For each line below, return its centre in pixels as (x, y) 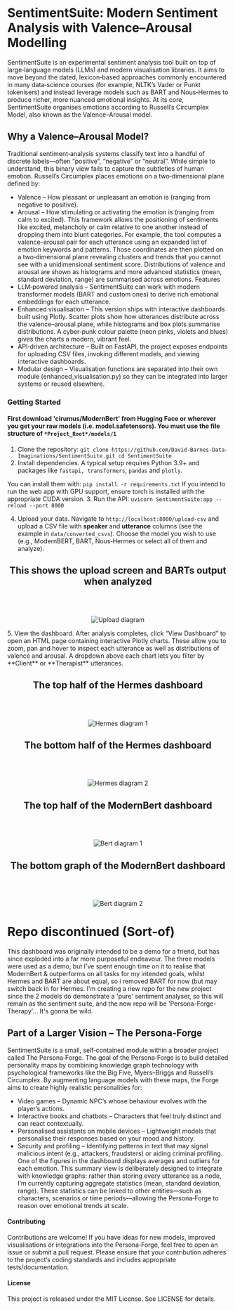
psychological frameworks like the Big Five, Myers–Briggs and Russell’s (110, 1072)
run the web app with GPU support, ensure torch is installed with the (106, 491)
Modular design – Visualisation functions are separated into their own (117, 369)
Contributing (26, 1221)
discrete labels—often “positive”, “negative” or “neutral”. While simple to (111, 161)
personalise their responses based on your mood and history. (106, 1138)
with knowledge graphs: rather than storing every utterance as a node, (120, 1176)
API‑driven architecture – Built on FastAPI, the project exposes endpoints (122, 346)
